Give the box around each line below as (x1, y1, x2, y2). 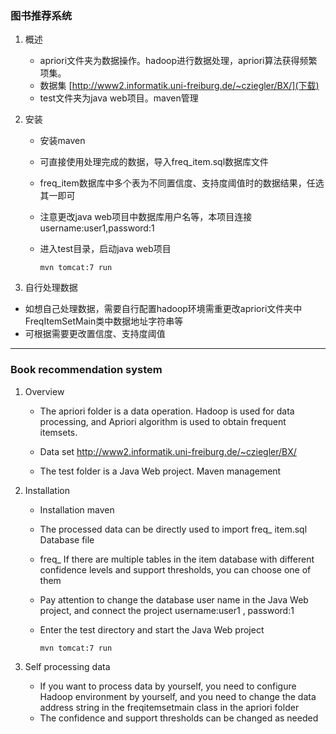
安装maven (39, 135, 86, 147)
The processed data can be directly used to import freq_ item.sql (39, 523, 308, 535)
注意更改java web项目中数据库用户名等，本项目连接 (39, 211, 253, 223)
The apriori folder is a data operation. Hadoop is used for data (39, 405, 295, 417)
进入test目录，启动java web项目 (39, 243, 172, 255)
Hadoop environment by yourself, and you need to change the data (39, 690, 317, 702)
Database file (39, 533, 95, 546)
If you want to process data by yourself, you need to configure (39, 680, 297, 692)
